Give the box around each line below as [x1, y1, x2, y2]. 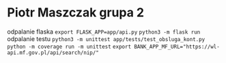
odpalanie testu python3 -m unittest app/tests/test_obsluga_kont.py [7, 34, 206, 42]
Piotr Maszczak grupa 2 [7, 5, 145, 21]
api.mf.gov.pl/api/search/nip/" [7, 49, 99, 56]
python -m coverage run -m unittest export [7, 43, 132, 50]
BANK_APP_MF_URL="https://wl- [134, 43, 220, 50]
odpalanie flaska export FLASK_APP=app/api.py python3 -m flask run [7, 27, 201, 36]
